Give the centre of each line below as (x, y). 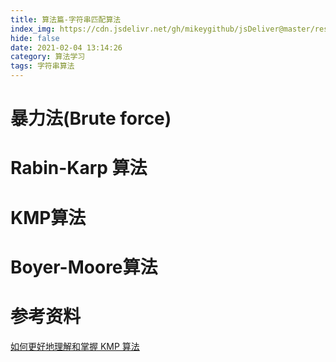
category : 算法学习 (48, 57)
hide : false (35, 38)
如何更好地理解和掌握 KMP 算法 (75, 346)
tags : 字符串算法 (42, 66)
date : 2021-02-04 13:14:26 (66, 47)
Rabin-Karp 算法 (79, 168)
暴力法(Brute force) (91, 118)
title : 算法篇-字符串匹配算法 (66, 19)
